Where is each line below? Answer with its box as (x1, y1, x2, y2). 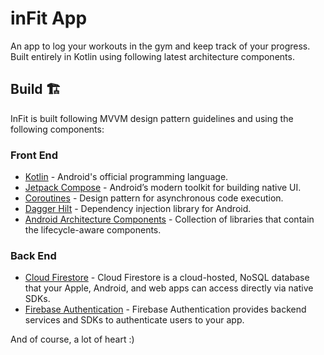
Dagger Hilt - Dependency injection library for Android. (24, 203, 252, 215)
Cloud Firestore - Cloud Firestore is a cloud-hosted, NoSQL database (24, 272, 310, 284)
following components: (10, 123, 105, 135)
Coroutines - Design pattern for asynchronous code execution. (24, 192, 284, 204)
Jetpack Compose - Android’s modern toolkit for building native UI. (24, 182, 302, 194)
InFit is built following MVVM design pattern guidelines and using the (10, 112, 294, 124)
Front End (10, 148, 59, 162)
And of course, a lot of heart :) (10, 333, 135, 346)
